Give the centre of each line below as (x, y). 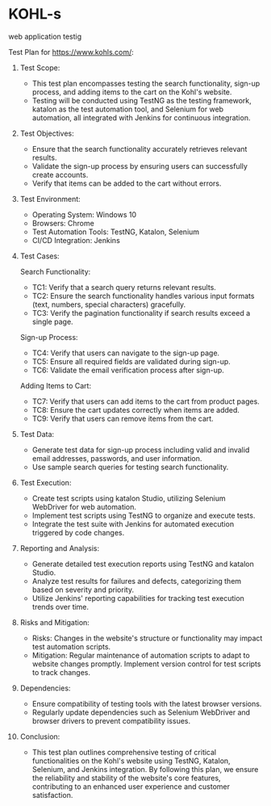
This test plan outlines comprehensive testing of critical (124, 752)
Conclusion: (40, 737)
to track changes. (61, 672)
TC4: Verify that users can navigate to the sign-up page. (126, 353)
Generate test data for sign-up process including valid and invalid (141, 450)
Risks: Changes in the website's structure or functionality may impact (147, 638)
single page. (53, 321)
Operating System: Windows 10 (84, 214)
